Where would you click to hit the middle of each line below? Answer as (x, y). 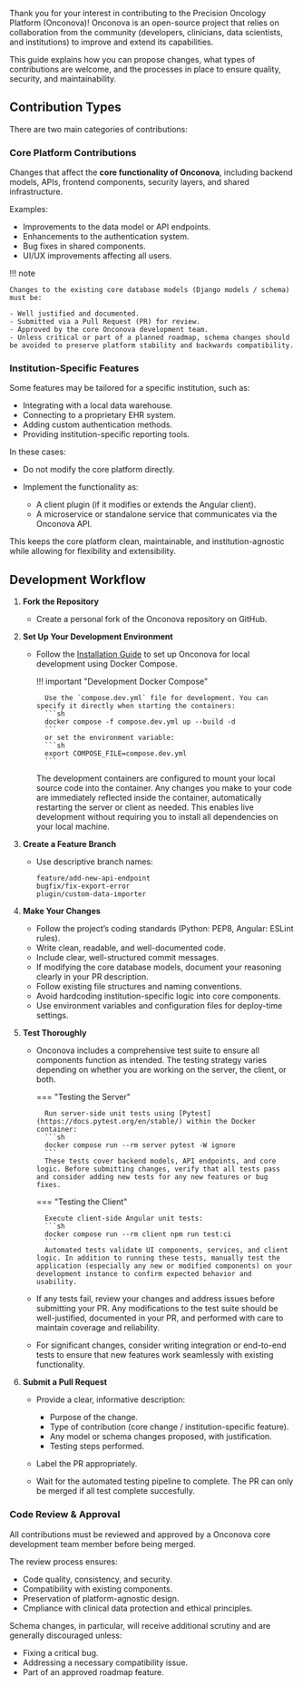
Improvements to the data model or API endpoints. (117, 227)
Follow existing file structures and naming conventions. (139, 987)
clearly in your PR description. (93, 977)
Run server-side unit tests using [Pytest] (127, 1114)
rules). (48, 939)
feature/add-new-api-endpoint (93, 879)
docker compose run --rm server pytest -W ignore (140, 1145)
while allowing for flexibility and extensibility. (93, 551)
